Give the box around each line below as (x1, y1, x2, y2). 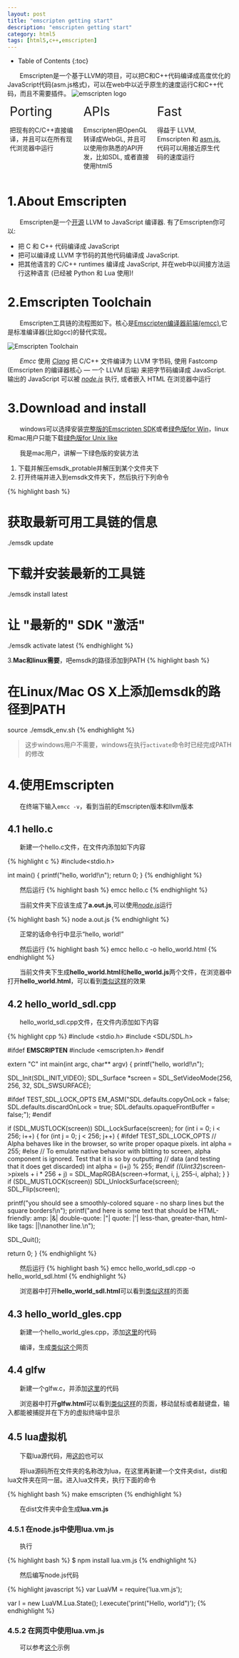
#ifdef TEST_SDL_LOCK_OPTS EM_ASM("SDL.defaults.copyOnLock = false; (7, 1095, 230, 1104)
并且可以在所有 (21, 135, 66, 144)
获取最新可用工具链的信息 (7, 515, 158, 531)
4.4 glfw (7, 1364, 46, 1376)
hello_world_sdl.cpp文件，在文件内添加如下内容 (19, 1018, 159, 1026)
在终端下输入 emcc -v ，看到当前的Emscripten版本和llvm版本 (19, 802, 194, 810)
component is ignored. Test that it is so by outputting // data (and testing (7, 1155, 220, 1163)
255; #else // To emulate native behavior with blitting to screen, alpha (7, 1147, 211, 1156)
